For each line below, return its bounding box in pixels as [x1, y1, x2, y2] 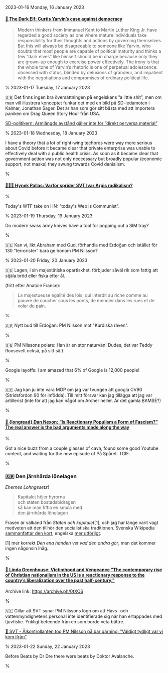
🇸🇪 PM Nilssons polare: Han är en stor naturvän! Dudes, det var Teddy [5, 342, 153, 348]
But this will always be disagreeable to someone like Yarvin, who [17, 43, 151, 49]
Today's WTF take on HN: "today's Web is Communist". [5, 203, 120, 209]
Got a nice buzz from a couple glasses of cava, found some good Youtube [5, 445, 159, 451]
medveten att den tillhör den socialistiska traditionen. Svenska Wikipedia [5, 524, 155, 531]
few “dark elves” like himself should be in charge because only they [17, 54, 158, 60]
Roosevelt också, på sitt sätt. [5, 348, 65, 354]
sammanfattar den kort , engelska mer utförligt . [5, 530, 102, 536]
